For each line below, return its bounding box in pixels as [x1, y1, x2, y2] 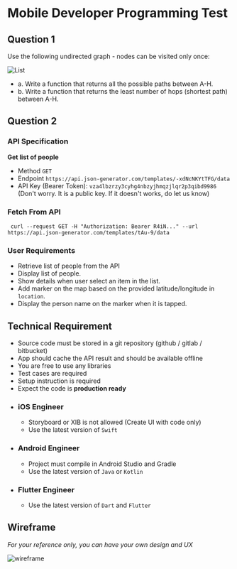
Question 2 [7, 115, 57, 127]
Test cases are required [17, 369, 87, 378]
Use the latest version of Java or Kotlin [28, 467, 143, 475]
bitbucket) [17, 347, 48, 355]
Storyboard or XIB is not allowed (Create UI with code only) [28, 418, 202, 427]
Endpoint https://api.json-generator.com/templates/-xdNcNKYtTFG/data [17, 174, 231, 183]
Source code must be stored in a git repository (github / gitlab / [17, 339, 202, 347]
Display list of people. [17, 269, 82, 278]
